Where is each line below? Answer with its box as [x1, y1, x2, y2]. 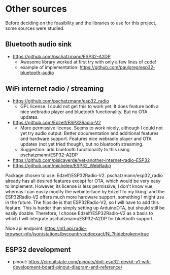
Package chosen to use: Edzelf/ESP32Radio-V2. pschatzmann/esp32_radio [5, 172, 163, 178]
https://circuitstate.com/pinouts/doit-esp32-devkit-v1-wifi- [28, 259, 152, 265]
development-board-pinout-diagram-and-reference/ [12, 264, 123, 270]
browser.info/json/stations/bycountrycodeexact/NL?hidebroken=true [5, 230, 149, 236]
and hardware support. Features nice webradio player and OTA [20, 135, 152, 142]
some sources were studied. [5, 25, 65, 31]
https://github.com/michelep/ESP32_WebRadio [12, 162, 111, 168]
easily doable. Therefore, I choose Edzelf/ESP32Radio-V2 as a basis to [5, 210, 153, 216]
